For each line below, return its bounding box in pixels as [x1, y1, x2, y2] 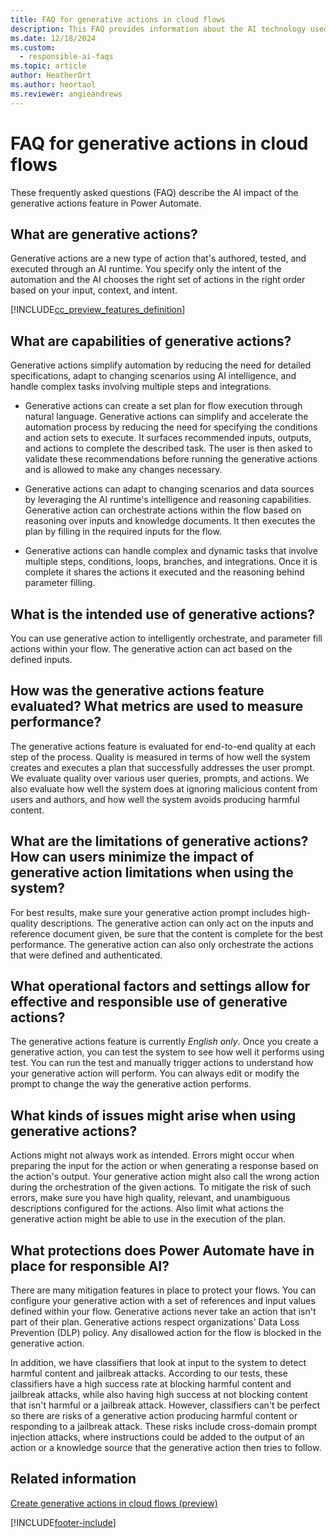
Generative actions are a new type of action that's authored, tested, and [10, 252, 307, 265]
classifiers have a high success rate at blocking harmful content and [10, 1378, 292, 1390]
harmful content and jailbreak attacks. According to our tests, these [10, 1367, 288, 1380]
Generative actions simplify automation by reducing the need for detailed [10, 359, 312, 371]
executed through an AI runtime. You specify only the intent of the [10, 263, 282, 275]
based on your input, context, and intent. [10, 284, 178, 296]
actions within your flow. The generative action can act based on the [10, 643, 293, 655]
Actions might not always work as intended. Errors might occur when [10, 1149, 295, 1161]
